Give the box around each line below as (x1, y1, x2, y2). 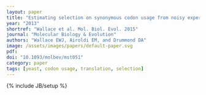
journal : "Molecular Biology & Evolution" (6, 32, 116, 38)
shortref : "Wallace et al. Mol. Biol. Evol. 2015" (6, 26, 139, 32)
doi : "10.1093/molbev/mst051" (6, 54, 84, 60)
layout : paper (6, 9, 43, 15)
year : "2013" (6, 20, 40, 26)
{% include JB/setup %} (6, 82, 67, 90)
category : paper (6, 60, 48, 66)
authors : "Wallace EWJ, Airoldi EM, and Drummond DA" (6, 37, 147, 43)
